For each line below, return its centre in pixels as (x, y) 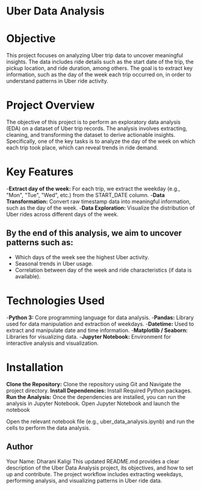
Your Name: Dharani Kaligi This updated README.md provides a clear (93, 461)
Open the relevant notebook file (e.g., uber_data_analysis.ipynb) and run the (100, 421)
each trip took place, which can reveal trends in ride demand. (82, 148)
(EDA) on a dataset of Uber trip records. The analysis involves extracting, (97, 128)
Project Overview (51, 105)
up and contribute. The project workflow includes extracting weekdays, (95, 474)
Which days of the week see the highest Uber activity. (82, 257)
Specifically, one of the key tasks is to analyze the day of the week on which (101, 141)
